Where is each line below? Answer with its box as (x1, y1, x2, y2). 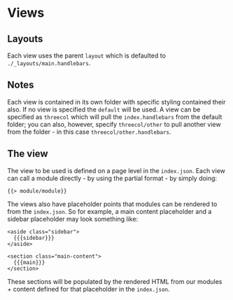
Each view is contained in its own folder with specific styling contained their (7, 97, 226, 106)
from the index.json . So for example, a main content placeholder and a (7, 207, 212, 215)
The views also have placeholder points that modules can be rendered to (7, 200, 218, 208)
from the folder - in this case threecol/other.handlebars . (7, 128, 171, 136)
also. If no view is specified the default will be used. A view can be (7, 105, 201, 114)
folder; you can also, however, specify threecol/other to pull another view (7, 120, 222, 128)
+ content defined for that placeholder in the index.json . (7, 285, 170, 293)
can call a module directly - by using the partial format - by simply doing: (7, 174, 218, 182)
